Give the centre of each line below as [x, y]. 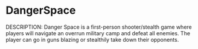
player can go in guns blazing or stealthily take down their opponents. [92, 39]
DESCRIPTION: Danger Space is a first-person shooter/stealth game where [99, 27]
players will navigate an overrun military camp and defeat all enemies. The [98, 33]
